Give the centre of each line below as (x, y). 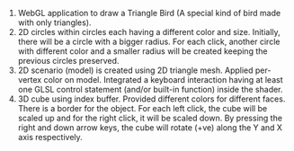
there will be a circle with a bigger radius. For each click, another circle (149, 41)
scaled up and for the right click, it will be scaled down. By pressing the (150, 118)
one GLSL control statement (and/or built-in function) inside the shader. (150, 89)
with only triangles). (54, 22)
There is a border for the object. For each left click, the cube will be (143, 108)
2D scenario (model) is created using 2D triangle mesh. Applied (135, 70)
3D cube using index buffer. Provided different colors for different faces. (151, 99)
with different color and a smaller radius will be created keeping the (143, 51)
